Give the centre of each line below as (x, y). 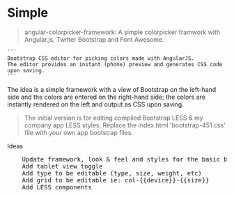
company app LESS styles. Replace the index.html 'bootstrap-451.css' (125, 125)
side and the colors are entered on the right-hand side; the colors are (106, 97)
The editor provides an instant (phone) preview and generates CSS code (115, 64)
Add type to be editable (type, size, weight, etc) (112, 173)
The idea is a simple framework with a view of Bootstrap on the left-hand (112, 89)
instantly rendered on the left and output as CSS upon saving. (96, 104)
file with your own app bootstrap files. (79, 132)
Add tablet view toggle (62, 166)
